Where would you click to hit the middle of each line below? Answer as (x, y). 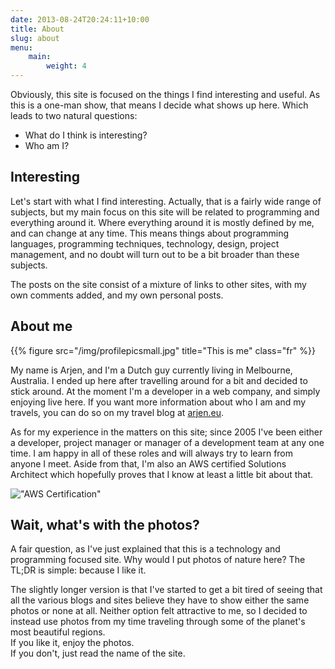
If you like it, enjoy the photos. (72, 643)
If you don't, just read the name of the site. (98, 653)
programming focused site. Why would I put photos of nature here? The (158, 560)
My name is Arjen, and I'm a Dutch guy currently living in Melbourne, (151, 370)
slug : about (35, 38)
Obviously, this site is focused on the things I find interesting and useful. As (165, 94)
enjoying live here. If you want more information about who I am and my (158, 402)
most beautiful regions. (58, 632)
